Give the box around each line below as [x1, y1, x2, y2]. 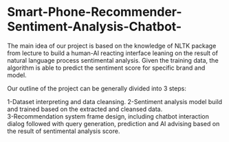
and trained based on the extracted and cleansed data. [7, 105, 163, 113]
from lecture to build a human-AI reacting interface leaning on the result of [7, 49, 219, 57]
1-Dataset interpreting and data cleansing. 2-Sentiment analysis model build [7, 97, 222, 105]
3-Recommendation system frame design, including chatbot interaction [7, 112, 210, 121]
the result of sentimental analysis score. [7, 127, 120, 135]
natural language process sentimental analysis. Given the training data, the [7, 56, 219, 64]
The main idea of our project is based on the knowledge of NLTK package [7, 41, 217, 50]
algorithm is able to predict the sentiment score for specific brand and [7, 63, 206, 72]
